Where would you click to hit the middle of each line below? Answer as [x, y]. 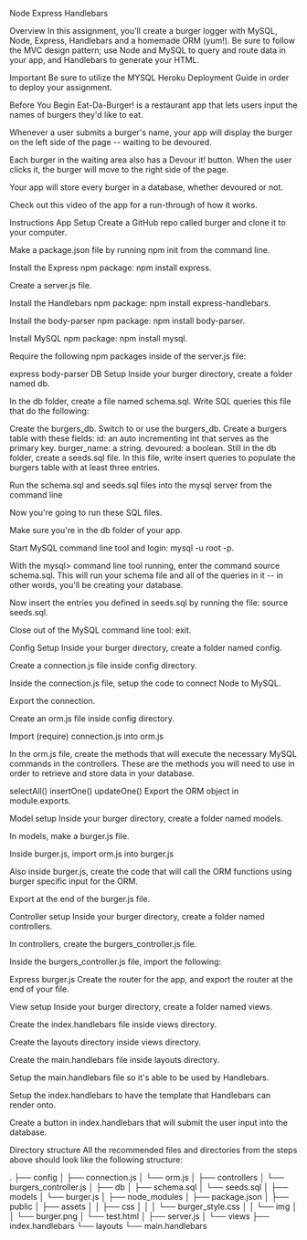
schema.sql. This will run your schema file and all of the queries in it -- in [147, 575]
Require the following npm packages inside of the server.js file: [128, 356]
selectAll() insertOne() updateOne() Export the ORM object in [124, 791]
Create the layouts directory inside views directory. [106, 1042]
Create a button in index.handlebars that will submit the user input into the [149, 1123]
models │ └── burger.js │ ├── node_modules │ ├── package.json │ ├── [149, 1197]
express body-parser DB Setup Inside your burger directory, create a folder [151, 374]
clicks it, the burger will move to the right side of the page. [119, 169]
